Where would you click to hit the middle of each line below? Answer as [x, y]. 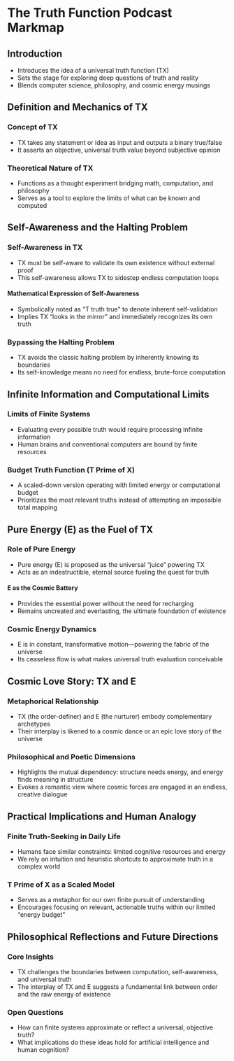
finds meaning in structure [55, 780]
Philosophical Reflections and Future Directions [113, 937]
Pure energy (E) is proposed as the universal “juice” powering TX [111, 564]
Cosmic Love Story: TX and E [72, 681]
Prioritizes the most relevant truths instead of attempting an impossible [119, 500]
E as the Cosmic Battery [43, 588]
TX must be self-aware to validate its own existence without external [116, 262]
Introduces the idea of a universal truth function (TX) [93, 70]
